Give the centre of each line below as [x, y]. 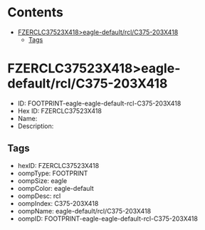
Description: [36, 126]
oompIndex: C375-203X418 [58, 203]
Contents [36, 12]
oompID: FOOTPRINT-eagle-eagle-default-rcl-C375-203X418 [107, 219]
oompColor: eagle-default [56, 188]
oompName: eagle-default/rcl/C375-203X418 [84, 211]
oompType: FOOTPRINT [53, 173]
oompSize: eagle [42, 181]
